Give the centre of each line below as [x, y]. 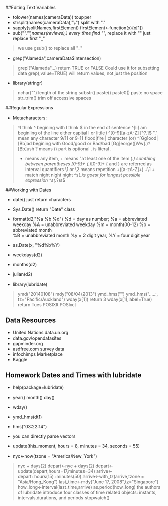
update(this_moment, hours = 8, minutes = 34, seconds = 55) [76, 446]
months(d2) [25, 265]
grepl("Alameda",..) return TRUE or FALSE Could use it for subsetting [89, 68]
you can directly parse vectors [44, 436]
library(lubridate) [30, 284]
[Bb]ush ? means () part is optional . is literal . [64, 149]
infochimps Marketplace [37, 354]
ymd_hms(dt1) [27, 417]
